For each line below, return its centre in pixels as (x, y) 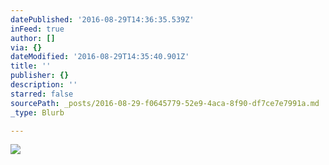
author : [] (33, 38)
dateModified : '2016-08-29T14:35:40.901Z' (100, 57)
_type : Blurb (37, 112)
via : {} (26, 47)
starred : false (42, 94)
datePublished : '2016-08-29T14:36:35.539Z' (102, 19)
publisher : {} (40, 76)
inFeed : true (37, 29)
